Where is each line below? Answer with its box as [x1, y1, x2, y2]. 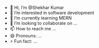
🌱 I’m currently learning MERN [9, 15, 72, 21]
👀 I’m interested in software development [9, 10, 95, 16]
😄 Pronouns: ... [9, 33, 42, 39]
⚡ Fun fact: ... [9, 38, 37, 44]
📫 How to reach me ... [9, 26, 56, 31]
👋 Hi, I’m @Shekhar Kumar [9, 5, 64, 10]
